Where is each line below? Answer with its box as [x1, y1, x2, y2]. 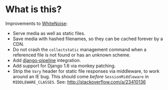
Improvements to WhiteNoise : [5, 20, 68, 26]
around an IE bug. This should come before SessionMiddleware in [12, 73, 149, 79]
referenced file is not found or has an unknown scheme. [12, 52, 131, 58]
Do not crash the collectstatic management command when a [12, 46, 147, 52]
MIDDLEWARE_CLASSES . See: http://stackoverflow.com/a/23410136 [12, 79, 146, 85]
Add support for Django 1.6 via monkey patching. [12, 63, 116, 69]
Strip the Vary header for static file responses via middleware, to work [12, 68, 160, 74]
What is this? [5, 4, 62, 15]
